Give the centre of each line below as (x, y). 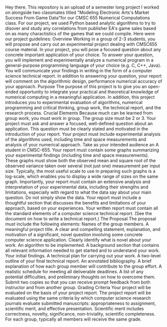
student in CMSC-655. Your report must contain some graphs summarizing (82, 150)
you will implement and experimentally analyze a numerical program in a (79, 60)
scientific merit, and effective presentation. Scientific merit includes (75, 309)
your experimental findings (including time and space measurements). (77, 155)
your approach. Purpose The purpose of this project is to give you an (76, 86)
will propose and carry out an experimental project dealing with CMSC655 (81, 44)
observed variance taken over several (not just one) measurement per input (83, 166)
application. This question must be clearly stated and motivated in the (77, 129)
